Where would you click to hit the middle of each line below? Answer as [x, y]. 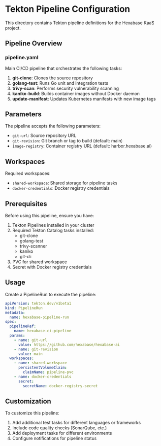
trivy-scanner [33, 246]
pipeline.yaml [22, 58]
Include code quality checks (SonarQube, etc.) [60, 428]
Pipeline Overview [34, 44]
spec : [11, 322]
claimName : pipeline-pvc [48, 372]
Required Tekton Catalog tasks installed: [53, 231]
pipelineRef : [23, 326]
